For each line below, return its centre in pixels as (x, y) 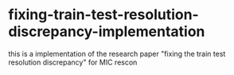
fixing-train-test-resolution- (103, 15)
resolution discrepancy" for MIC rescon (73, 62)
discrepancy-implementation (107, 32)
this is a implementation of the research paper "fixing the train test (117, 53)
